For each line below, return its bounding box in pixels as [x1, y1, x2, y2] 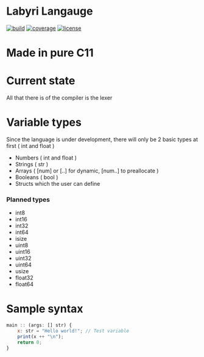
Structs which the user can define [15, 180, 100, 187]
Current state [6, 74, 76, 88]
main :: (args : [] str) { [6, 322, 72, 328]
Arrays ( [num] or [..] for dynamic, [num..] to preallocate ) [15, 167, 159, 174]
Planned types [6, 195, 51, 204]
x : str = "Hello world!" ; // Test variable [17, 328, 130, 334]
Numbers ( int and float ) [15, 154, 77, 161]
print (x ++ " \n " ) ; [17, 333, 64, 340]
